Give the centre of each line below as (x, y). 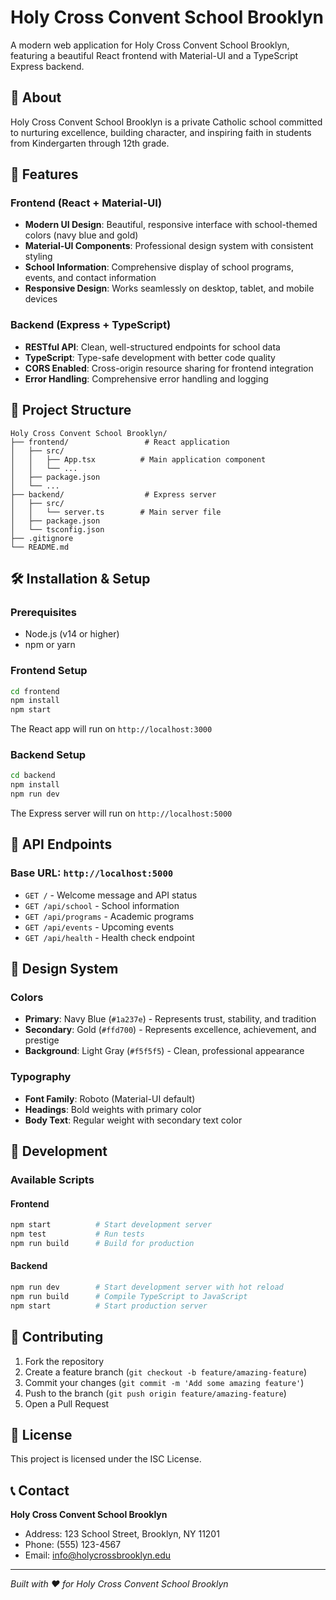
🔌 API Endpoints (61, 844)
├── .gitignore (42, 538)
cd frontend (35, 691)
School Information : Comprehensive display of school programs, (159, 267)
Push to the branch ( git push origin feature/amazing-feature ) (155, 1393)
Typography (41, 1077)
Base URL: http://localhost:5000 (92, 873)
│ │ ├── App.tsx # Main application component (138, 459)
